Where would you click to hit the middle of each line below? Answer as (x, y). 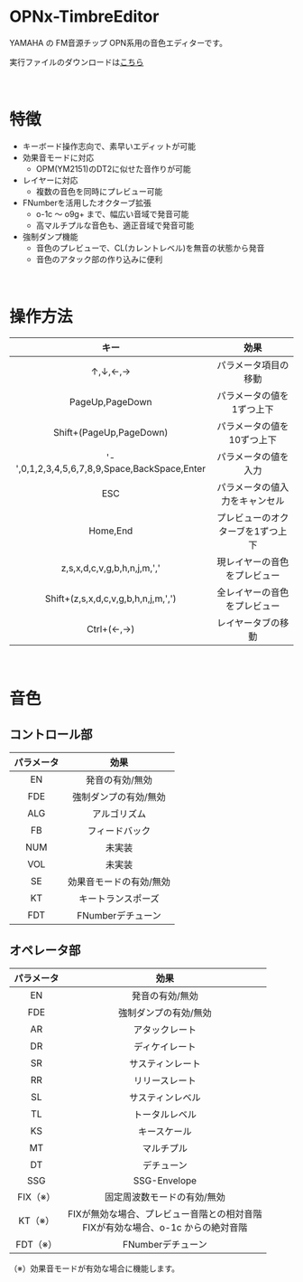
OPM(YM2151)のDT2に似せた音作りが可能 (113, 168)
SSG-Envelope (165, 1180)
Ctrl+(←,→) (111, 628)
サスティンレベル (165, 1098)
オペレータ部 (45, 951)
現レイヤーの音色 (252, 561)
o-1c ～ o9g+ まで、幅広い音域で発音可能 (112, 213)
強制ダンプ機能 (50, 236)
